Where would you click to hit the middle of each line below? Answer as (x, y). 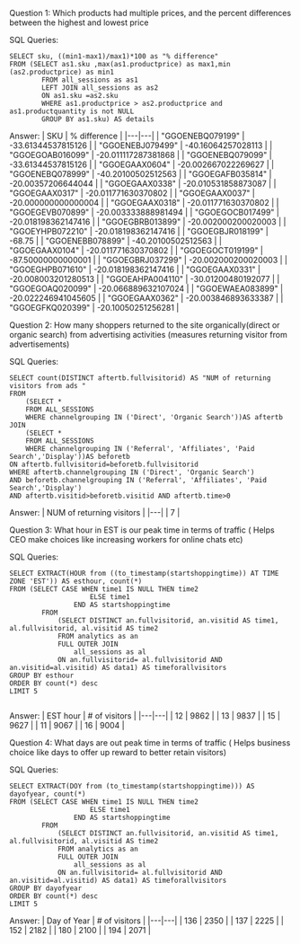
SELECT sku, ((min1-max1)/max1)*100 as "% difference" (114, 57)
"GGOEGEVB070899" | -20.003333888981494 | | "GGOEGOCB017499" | (145, 212)
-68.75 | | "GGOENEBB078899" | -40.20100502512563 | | (116, 241)
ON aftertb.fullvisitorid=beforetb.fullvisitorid (104, 464)
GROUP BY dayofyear (46, 888)
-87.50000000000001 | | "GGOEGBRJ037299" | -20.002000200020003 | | (148, 260)
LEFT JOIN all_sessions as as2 (100, 88)
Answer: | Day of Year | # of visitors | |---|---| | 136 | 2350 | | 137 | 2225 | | (147, 921)
